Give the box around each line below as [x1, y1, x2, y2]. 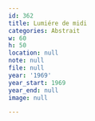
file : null [8, 64, 45, 72]
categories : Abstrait [8, 26, 81, 34]
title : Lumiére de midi [8, 19, 88, 27]
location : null [8, 49, 59, 57]
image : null [8, 94, 48, 102]
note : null [8, 57, 45, 65]
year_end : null [8, 86, 59, 95]
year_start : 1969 [8, 79, 66, 87]
